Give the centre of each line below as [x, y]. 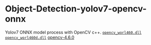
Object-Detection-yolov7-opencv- [76, 9]
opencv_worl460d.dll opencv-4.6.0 [40, 37]
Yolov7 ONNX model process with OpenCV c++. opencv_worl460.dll [73, 32]
